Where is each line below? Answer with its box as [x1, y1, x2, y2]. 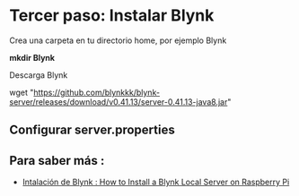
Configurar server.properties [9, 123, 175, 138]
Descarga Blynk [9, 69, 68, 81]
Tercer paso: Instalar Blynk [9, 5, 215, 26]
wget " [9, 87, 34, 98]
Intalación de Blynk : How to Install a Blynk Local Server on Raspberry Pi [22, 176, 290, 188]
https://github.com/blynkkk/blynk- [33, 87, 160, 98]
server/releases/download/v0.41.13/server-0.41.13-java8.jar [9, 96, 228, 107]
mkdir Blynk [9, 52, 56, 63]
